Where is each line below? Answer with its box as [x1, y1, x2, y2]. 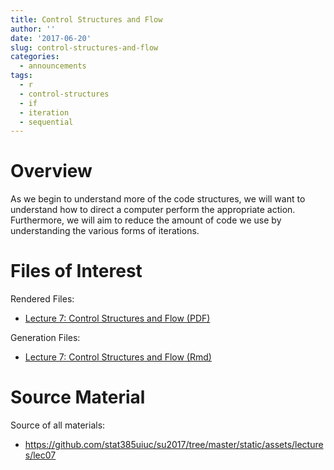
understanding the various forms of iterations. [10, 225, 200, 237]
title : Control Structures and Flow [10, 14, 163, 25]
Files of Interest [10, 260, 143, 283]
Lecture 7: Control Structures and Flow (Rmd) [24, 351, 212, 363]
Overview [10, 160, 93, 183]
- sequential [19, 117, 74, 127]
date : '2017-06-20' [10, 33, 92, 43]
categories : [10, 52, 60, 62]
